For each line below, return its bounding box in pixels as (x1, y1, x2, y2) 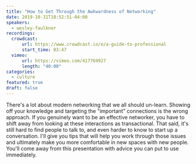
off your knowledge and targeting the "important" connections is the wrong (6, 107, 188, 115)
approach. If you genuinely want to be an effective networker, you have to (6, 113, 185, 121)
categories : (6, 69, 35, 75)
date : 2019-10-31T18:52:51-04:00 (6, 14, 88, 20)
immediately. (6, 151, 37, 158)
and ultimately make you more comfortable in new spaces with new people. (6, 139, 189, 146)
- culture (11, 74, 35, 80)
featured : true (6, 80, 43, 86)
